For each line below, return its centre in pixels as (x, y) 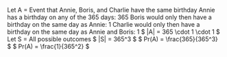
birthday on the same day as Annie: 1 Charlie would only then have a (104, 24)
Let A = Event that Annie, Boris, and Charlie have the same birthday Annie (111, 10)
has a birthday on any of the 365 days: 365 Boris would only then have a (110, 17)
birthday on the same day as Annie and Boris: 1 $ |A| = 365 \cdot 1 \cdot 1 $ (114, 32)
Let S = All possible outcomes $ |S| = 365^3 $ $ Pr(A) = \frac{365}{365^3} (112, 39)
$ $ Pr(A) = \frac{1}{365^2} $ (48, 46)
